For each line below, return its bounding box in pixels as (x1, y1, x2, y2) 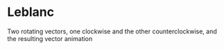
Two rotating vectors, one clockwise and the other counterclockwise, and (7, 27, 217, 35)
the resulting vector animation (7, 34, 93, 42)
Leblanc (7, 4, 54, 20)
